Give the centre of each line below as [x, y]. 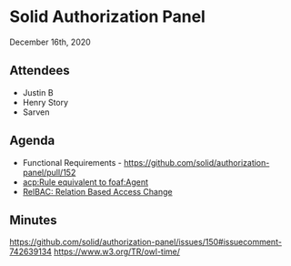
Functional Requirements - [72, 162]
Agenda [32, 141]
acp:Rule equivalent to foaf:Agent [85, 182]
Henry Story [45, 102]
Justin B [38, 92]
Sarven [36, 112]
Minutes [33, 220]
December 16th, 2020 [50, 42]
